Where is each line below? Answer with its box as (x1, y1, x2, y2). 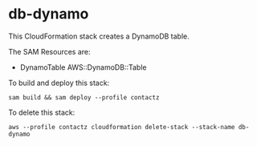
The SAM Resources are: (8, 47, 91, 56)
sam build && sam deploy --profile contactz (8, 93, 160, 101)
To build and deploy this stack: (8, 78, 110, 87)
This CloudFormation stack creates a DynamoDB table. (8, 31, 190, 41)
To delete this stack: (8, 107, 75, 117)
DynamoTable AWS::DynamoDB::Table (19, 62, 147, 72)
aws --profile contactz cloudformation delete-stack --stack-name (8, 123, 235, 131)
